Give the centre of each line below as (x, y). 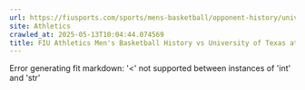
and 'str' (25, 78)
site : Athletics (40, 26)
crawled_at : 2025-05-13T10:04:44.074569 (87, 34)
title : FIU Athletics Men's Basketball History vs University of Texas (148, 43)
